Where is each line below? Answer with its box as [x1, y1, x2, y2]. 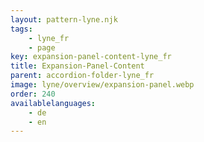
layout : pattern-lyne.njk [10, 14, 118, 25]
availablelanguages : [10, 98, 97, 108]
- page [28, 42, 56, 53]
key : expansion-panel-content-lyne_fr [10, 52, 172, 62]
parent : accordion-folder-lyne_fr [10, 71, 155, 81]
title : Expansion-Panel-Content [10, 61, 145, 71]
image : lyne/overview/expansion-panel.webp [10, 80, 195, 90]
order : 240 [10, 89, 56, 99]
